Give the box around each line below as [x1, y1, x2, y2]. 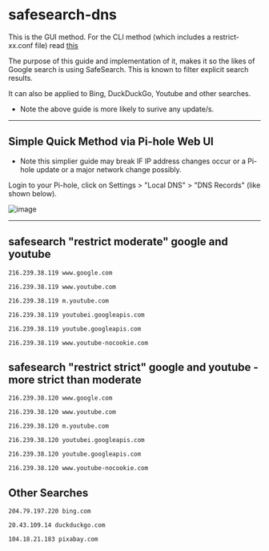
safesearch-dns [8, 6, 118, 24]
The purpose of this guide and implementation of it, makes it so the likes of [8, 56, 255, 66]
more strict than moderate [8, 372, 142, 386]
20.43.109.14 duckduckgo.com [8, 521, 106, 529]
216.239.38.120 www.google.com [8, 394, 113, 402]
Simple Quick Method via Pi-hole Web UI [8, 135, 215, 149]
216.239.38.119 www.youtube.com [8, 283, 116, 291]
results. [8, 73, 34, 82]
